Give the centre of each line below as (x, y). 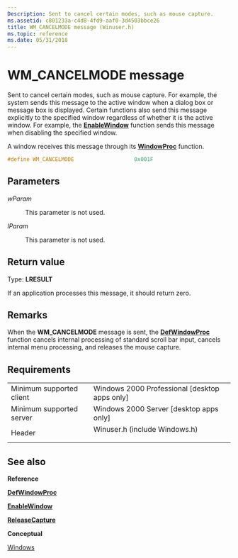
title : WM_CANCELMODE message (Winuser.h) (71, 27)
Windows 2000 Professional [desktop (156, 389)
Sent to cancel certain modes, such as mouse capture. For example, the (112, 95)
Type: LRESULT (30, 279)
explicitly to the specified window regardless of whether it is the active (110, 118)
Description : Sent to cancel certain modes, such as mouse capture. (110, 14)
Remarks (28, 315)
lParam (18, 226)
